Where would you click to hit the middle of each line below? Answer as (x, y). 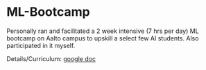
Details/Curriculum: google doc (51, 58)
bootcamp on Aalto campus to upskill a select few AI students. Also (103, 38)
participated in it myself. (41, 45)
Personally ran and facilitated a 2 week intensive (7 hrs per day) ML (103, 31)
